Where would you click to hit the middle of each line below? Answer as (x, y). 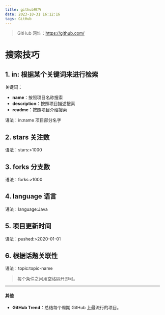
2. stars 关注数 (27, 137)
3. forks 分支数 (28, 167)
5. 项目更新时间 (28, 226)
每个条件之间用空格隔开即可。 (47, 279)
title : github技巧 (23, 10)
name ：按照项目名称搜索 (37, 97)
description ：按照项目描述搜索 (43, 104)
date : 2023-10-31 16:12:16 (33, 14)
